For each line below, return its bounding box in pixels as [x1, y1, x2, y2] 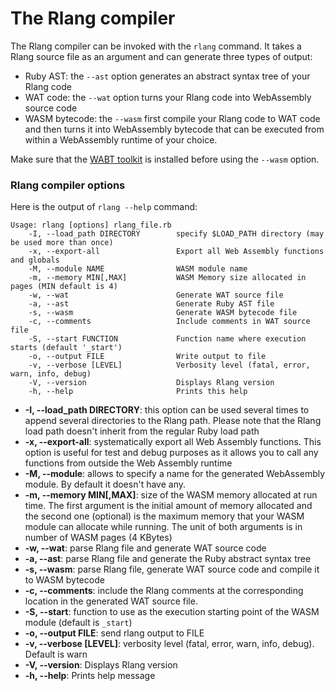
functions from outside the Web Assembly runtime [24, 457, 233, 469]
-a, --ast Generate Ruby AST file [28, 299, 275, 309]
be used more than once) [10, 238, 114, 248]
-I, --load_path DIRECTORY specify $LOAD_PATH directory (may [28, 229, 325, 239]
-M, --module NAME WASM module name [28, 264, 248, 274]
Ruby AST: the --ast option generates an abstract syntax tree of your [24, 70, 311, 82]
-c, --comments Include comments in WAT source [28, 317, 311, 327]
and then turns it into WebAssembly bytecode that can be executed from [24, 123, 325, 135]
